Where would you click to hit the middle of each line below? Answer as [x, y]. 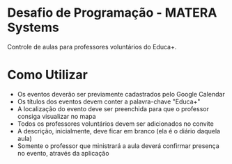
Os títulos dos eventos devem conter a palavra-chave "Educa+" [109, 101]
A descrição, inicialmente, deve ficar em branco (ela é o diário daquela [119, 131]
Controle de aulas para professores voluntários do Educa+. [92, 47]
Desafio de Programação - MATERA [112, 13]
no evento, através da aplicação [63, 153]
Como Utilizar [48, 75]
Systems [33, 27]
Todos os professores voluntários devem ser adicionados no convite [115, 124]
